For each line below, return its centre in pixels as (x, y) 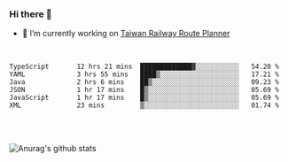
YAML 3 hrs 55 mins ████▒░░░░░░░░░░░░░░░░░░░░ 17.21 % (144, 74)
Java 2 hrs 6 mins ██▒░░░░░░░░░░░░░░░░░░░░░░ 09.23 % (144, 82)
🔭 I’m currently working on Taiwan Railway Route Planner (126, 34)
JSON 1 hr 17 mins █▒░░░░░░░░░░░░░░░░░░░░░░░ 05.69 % (144, 90)
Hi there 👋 (31, 14)
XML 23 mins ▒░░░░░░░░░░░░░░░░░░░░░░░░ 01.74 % (144, 105)
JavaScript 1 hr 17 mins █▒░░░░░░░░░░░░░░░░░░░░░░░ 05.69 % (144, 98)
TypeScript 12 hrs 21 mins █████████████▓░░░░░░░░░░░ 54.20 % (144, 67)
